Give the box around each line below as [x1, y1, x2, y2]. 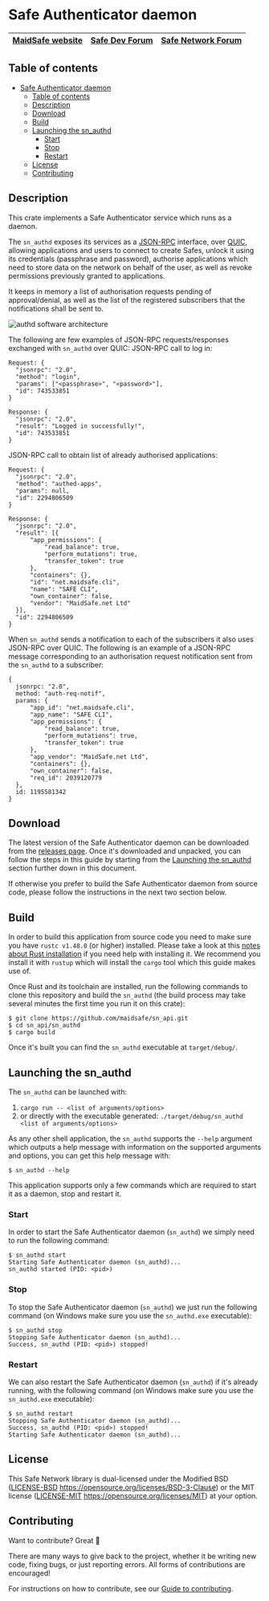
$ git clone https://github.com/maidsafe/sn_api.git [8, 1014, 189, 1023]
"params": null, [15, 487, 70, 495]
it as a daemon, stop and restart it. [8, 1189, 122, 1198]
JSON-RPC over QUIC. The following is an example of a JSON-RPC [8, 642, 231, 652]
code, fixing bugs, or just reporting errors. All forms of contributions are [8, 1559, 246, 1569]
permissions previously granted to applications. [8, 271, 165, 280]
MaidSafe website [12, 35, 83, 46]
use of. [8, 966, 31, 976]
